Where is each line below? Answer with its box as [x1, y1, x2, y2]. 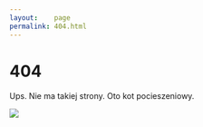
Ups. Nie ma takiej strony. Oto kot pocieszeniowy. [9, 91, 195, 102]
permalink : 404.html [9, 22, 88, 31]
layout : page [9, 13, 71, 23]
